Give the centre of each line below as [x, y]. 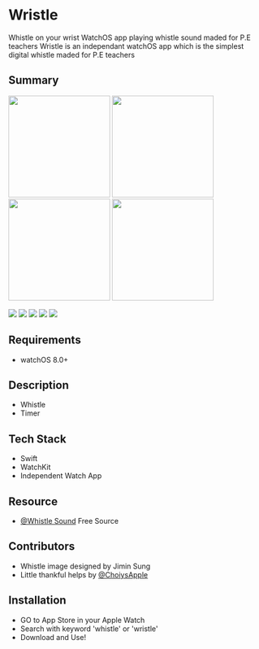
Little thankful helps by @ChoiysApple [84, 574]
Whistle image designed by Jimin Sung [85, 566]
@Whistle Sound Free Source [69, 521]
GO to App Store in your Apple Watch [82, 620]
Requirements [45, 340]
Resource [33, 501]
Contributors [42, 547]
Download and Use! [53, 637]
